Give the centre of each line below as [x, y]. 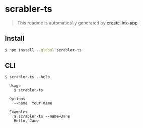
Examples [18, 112]
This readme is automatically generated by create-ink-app [77, 23]
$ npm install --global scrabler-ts [43, 50]
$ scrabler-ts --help [27, 77]
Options [17, 99]
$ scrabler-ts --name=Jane [42, 117]
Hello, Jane [26, 121]
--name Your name [33, 103]
